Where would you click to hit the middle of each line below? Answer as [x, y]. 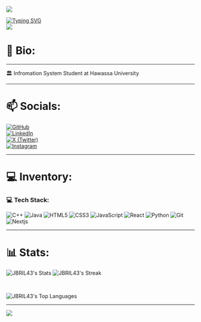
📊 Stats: [28, 252]
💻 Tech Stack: [28, 200]
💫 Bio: [21, 51]
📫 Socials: [33, 106]
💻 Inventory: [39, 177]
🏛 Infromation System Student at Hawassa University [73, 73]
